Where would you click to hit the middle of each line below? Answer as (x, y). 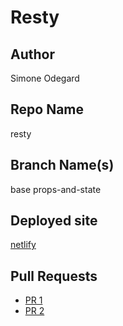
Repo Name (47, 109)
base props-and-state (56, 189)
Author (32, 54)
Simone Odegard (45, 78)
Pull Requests (54, 276)
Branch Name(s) (62, 165)
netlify (23, 245)
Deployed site (54, 221)
